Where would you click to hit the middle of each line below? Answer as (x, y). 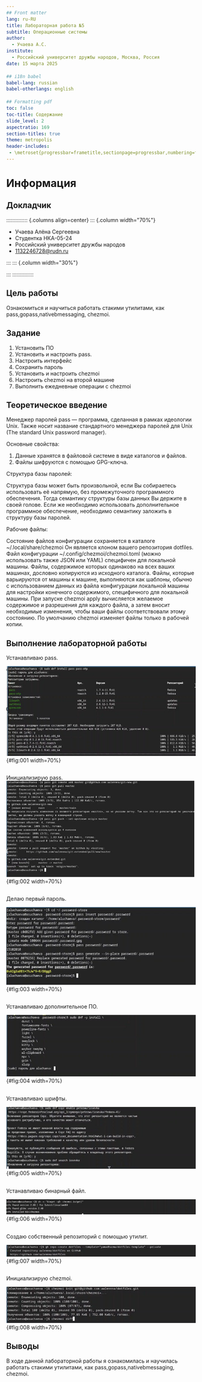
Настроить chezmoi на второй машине (65, 379)
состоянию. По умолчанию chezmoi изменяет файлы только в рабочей (98, 618)
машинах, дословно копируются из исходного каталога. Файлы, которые (100, 573)
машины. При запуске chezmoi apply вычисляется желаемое (85, 599)
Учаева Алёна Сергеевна (47, 232)
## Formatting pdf (29, 102)
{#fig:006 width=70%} (34, 1219)
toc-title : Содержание (35, 115)
